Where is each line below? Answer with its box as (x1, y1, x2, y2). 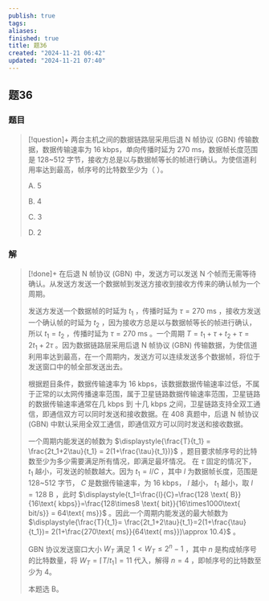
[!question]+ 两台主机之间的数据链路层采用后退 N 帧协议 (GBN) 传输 (27, 134, 252, 144)
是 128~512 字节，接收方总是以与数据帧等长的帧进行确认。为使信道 (27, 154, 251, 164)
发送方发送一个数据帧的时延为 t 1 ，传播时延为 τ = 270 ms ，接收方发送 (27, 306, 261, 318)
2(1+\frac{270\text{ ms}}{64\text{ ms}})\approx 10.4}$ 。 (51, 526, 241, 536)
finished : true (8, 34, 59, 43)
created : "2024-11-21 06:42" (8, 49, 106, 57)
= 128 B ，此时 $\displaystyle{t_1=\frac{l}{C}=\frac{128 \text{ (27, 489, 229, 499)
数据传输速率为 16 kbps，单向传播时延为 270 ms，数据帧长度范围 (42, 144, 259, 154)
